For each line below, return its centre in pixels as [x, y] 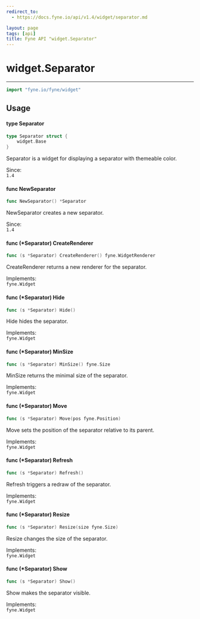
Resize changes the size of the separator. [57, 538]
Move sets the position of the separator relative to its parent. [80, 430]
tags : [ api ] [21, 33]
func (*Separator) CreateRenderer [50, 243]
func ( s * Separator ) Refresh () [45, 473]
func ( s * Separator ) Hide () [41, 310]
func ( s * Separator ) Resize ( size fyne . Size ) [62, 527]
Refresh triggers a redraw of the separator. [59, 484]
